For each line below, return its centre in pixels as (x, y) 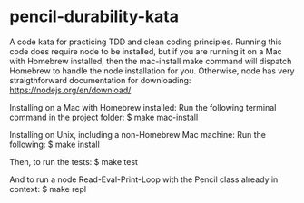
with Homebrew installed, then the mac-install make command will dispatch (151, 61)
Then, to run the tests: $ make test (74, 161)
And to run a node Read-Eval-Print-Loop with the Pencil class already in (144, 179)
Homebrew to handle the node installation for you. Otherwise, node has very (152, 71)
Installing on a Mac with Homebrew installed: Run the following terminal (143, 107)
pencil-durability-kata (94, 17)
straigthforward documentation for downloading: (100, 80)
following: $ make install (54, 144)
